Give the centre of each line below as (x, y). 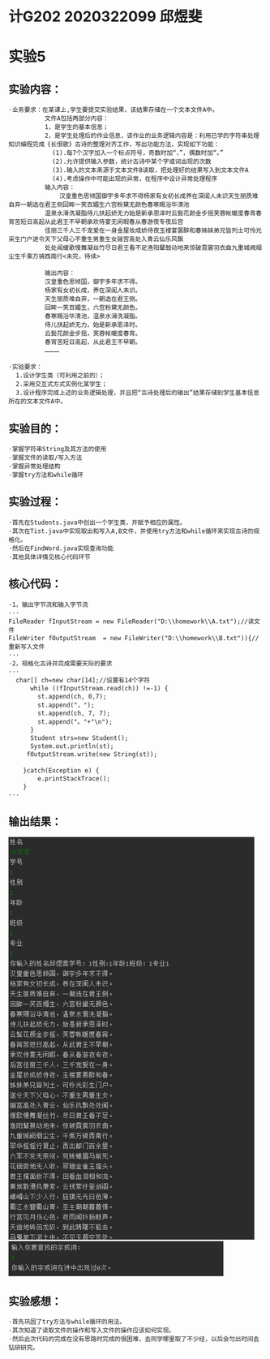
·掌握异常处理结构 (34, 467)
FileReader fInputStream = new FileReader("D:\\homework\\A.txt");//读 (131, 621)
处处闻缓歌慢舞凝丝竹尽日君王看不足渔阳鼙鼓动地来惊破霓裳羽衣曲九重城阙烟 (153, 248)
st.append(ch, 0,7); (72, 696)
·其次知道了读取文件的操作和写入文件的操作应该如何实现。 (92, 1331)
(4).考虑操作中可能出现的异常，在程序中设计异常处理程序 (134, 179)
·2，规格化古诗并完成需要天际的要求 (60, 663)
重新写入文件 (27, 647)
